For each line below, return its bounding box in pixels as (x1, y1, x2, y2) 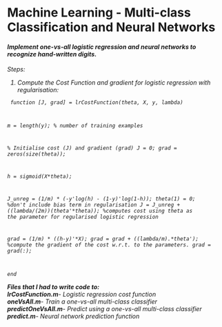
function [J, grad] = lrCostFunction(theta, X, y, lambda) (10, 99, 184, 106)
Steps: (7, 65, 26, 74)
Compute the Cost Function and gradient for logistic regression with (17, 78, 211, 87)
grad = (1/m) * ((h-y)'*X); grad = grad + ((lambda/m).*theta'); (7, 235, 199, 242)
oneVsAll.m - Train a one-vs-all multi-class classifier (7, 297, 157, 306)
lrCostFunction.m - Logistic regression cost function (7, 291, 157, 299)
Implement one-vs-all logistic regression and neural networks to (7, 43, 196, 51)
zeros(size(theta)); (7, 151, 67, 158)
